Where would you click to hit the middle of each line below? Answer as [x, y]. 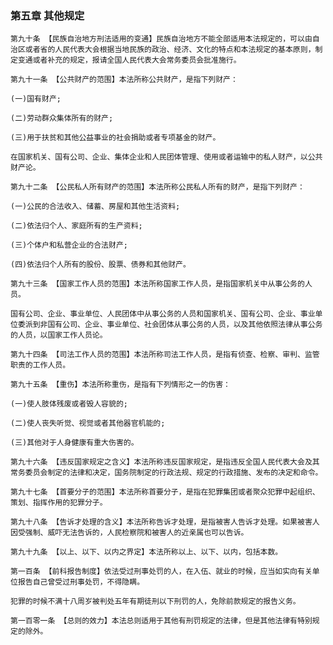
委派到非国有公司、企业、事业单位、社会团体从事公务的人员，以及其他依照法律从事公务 [170, 325]
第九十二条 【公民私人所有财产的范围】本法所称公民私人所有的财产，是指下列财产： [157, 187]
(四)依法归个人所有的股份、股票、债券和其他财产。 [100, 265]
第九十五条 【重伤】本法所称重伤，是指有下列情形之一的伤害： [120, 385]
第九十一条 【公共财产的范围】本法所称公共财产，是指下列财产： [124, 80]
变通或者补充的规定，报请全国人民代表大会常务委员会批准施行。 [129, 60]
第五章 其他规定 [47, 15]
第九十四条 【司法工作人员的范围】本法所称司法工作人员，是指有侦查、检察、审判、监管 [165, 355]
